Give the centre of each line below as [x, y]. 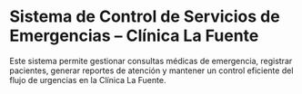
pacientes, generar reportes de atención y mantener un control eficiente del [151, 70]
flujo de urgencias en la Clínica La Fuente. [88, 80]
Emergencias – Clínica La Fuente [134, 36]
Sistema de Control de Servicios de [145, 17]
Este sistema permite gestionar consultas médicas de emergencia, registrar [151, 61]
